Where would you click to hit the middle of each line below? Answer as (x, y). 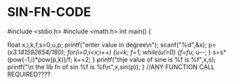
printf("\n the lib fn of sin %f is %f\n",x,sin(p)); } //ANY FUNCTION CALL (111, 67)
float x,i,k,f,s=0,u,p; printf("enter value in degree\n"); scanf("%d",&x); (107, 44)
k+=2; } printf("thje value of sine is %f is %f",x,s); (145, 59)
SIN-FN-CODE (49, 12)
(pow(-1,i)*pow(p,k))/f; (40, 59)
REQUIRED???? (29, 74)
